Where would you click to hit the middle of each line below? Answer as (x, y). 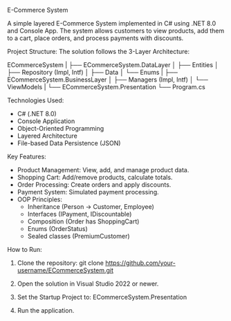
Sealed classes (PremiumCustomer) (78, 236)
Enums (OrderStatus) (57, 229)
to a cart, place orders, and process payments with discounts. (95, 38)
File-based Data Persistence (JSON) (69, 143)
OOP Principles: (40, 199)
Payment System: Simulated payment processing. (88, 192)
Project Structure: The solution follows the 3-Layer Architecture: (99, 52)
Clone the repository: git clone (60, 263)
